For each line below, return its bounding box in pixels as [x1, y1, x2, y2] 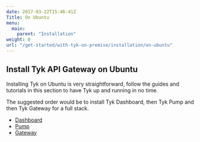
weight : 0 [6, 37, 31, 43]
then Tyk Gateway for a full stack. [6, 104, 89, 111]
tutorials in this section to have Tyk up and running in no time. [6, 86, 158, 93]
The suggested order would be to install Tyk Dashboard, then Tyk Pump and [6, 98, 195, 105]
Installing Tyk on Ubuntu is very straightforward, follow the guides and [6, 80, 180, 87]
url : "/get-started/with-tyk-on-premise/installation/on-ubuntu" [6, 43, 172, 49]
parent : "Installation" [17, 31, 77, 37]
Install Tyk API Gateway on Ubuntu [6, 64, 138, 75]
